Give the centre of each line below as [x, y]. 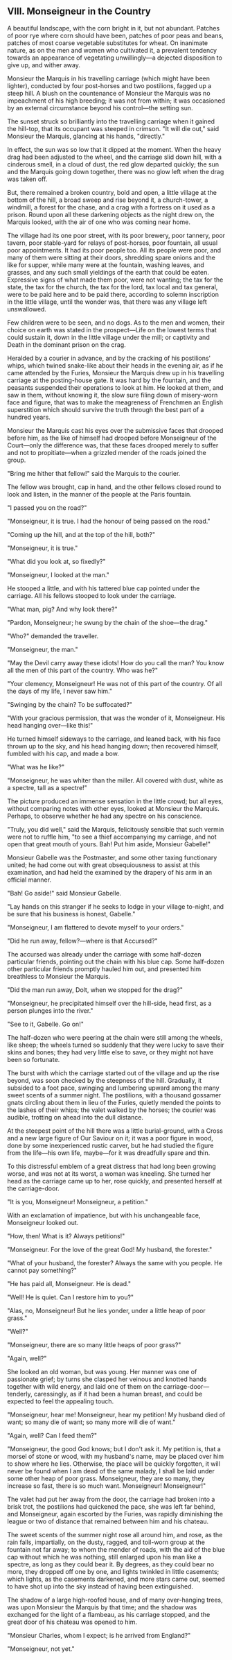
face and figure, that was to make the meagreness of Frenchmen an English [115, 402]
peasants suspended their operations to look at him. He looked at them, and [115, 387]
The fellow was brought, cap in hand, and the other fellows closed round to [114, 487]
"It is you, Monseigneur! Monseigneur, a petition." [78, 1201]
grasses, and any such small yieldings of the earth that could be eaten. [108, 272]
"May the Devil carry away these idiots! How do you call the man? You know [116, 662]
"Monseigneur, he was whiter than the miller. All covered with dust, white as [115, 780]
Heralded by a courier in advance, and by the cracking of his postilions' [109, 358]
